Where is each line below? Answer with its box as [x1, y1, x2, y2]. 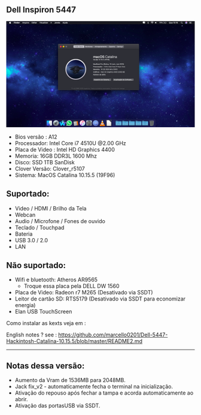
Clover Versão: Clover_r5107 [14, 165, 85, 172]
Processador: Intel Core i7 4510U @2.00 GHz [14, 139, 127, 146]
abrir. [14, 396, 28, 403]
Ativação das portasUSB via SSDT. [14, 402, 100, 410]
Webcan [14, 211, 36, 218]
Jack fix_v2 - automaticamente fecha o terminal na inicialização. [14, 383, 173, 390]
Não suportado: [6, 260, 66, 270]
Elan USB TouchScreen [14, 308, 72, 315]
